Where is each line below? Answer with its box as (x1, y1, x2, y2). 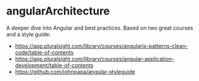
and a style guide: (6, 30, 51, 37)
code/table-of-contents (14, 48, 74, 56)
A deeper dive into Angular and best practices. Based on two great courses (6, 24, 194, 31)
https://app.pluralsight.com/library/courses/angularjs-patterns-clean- (14, 42, 188, 50)
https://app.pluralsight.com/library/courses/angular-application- (14, 55, 175, 62)
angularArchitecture (6, 4, 110, 18)
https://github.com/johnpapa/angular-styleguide (14, 68, 136, 75)
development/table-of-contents (14, 62, 93, 69)
